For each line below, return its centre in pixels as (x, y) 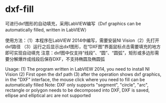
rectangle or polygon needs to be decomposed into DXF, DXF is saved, (78, 90)
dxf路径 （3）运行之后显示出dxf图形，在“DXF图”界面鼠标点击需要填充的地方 (83, 46)
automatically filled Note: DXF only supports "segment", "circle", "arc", (77, 85)
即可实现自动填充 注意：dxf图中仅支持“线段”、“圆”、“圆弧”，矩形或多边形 (80, 53)
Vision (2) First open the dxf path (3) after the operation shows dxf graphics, (83, 74)
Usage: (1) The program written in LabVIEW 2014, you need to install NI (78, 69)
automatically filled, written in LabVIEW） (47, 30)
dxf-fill (20, 9)
